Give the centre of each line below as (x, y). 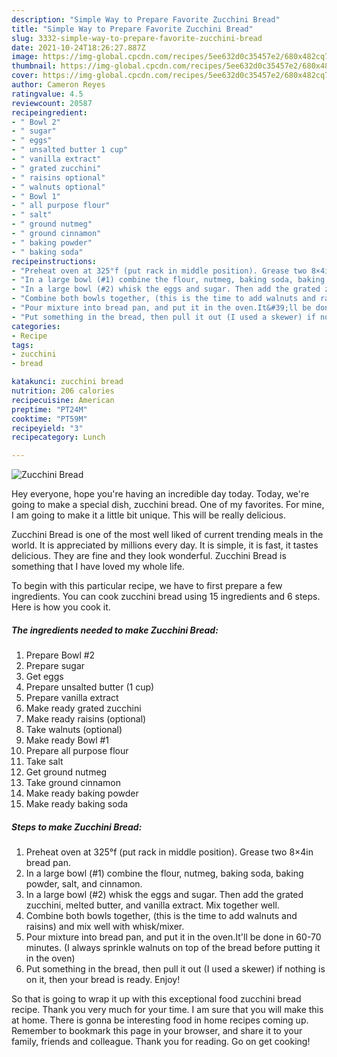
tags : (22, 345)
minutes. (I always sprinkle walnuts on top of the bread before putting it (173, 948)
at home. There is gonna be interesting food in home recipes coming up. (160, 1020)
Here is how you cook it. (61, 607)
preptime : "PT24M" (49, 409)
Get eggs (44, 677)
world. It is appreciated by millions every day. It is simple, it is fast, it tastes (165, 545)
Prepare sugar (55, 666)
